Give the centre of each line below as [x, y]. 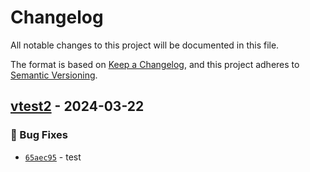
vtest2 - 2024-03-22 [77, 106]
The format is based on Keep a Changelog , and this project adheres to [155, 64]
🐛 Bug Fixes [39, 135]
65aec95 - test [53, 157]
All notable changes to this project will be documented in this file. [145, 45]
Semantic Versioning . [54, 75]
